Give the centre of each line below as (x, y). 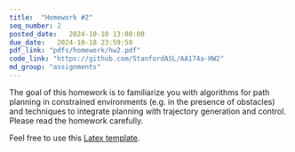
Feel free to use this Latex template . (75, 138)
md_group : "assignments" (55, 68)
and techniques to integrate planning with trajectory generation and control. (148, 111)
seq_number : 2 (36, 26)
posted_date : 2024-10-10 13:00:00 (77, 34)
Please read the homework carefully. (76, 120)
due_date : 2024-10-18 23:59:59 (71, 42)
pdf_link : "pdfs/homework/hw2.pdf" (75, 51)
